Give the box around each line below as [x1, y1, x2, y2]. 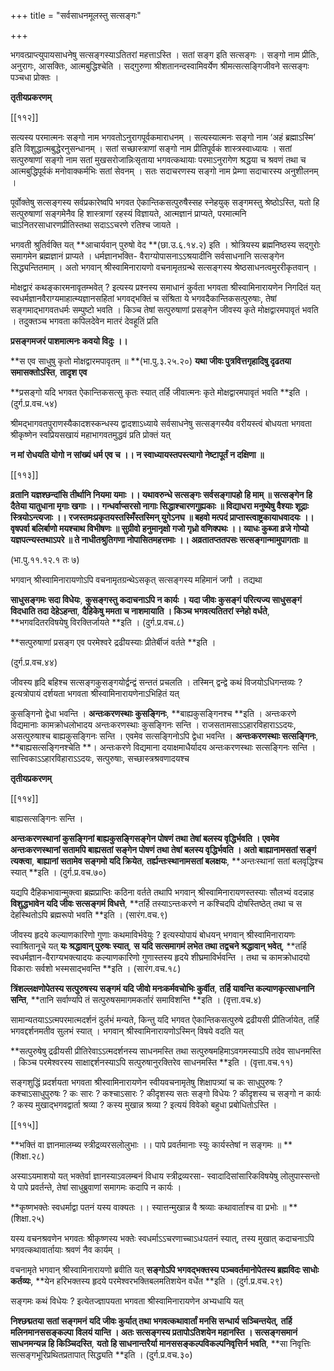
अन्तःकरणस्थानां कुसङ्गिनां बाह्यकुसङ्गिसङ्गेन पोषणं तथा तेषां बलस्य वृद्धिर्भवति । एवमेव [10, 833, 280, 844]
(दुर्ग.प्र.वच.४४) [10, 656, 58, 668]
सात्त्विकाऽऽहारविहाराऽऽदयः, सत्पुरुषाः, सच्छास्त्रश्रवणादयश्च [10, 753, 190, 764]
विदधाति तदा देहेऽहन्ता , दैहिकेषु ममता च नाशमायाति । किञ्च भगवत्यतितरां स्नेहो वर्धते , [10, 605, 270, 617]
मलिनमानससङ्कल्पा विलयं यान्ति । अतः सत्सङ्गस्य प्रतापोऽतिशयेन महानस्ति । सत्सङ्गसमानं [10, 1326, 298, 1338]
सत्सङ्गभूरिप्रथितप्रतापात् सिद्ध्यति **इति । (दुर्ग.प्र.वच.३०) [10, 1349, 193, 1360]
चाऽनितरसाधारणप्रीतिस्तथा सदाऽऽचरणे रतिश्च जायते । [10, 219, 180, 230]
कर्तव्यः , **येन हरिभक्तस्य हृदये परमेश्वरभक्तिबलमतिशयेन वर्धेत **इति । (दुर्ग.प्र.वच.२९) [10, 1275, 283, 1287]
